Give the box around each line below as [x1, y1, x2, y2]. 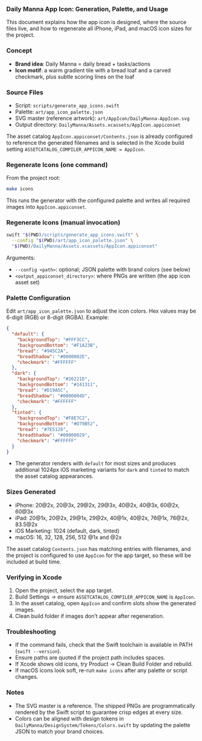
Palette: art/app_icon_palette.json [14, 108, 104, 115]
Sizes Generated [6, 488, 56, 496]
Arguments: [6, 254, 36, 261]
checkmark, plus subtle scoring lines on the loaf [14, 73, 134, 80]
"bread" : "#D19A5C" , [17, 387, 69, 393]
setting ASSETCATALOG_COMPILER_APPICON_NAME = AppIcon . [6, 145, 145, 153]
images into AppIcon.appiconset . [6, 203, 87, 211]
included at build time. [6, 558, 62, 565]
